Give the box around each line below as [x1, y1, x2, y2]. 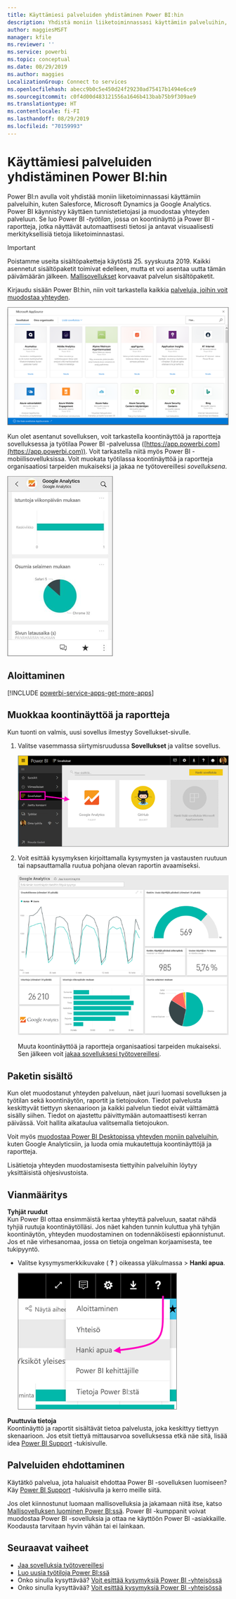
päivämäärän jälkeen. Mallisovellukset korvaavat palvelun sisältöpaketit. [7, 272, 215, 280]
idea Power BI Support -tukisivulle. [7, 1439, 107, 1448]
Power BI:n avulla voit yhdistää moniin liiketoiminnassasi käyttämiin [7, 192, 201, 201]
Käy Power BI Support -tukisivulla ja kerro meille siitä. [7, 1486, 162, 1494]
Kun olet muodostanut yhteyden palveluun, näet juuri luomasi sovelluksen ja [7, 1089, 227, 1098]
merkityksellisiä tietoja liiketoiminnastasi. [7, 230, 125, 238]
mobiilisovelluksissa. [7, 454, 67, 463]
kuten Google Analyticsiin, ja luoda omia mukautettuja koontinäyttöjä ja [7, 1140, 212, 1148]
